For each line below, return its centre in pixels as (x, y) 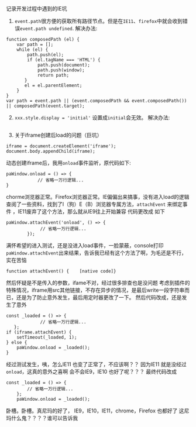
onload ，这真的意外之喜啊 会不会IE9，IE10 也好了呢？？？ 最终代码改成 (92, 371)
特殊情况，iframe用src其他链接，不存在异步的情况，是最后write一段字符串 (95, 290)
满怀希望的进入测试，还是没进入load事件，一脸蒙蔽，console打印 (85, 245)
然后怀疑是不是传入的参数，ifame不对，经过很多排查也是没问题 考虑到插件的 (98, 283)
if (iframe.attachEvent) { (39, 332)
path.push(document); (64, 65)
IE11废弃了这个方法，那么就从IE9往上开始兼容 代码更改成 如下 (91, 211)
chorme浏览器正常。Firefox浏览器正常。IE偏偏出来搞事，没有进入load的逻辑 (98, 197)
